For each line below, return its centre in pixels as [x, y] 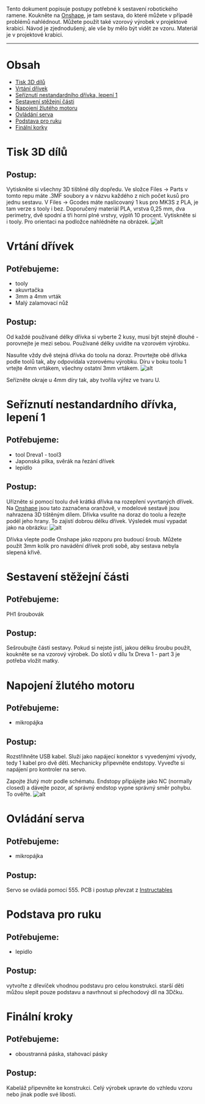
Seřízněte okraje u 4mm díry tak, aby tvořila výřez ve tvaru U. [83, 380]
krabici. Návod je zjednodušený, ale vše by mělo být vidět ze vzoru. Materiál [102, 28]
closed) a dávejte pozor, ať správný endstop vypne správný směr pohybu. [99, 788]
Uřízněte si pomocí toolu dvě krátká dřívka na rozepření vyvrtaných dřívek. [100, 501]
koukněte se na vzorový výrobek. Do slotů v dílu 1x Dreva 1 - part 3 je [93, 654]
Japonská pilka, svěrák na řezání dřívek [65, 461]
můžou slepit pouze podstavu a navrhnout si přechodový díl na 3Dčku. [95, 992]
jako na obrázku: [27, 527]
